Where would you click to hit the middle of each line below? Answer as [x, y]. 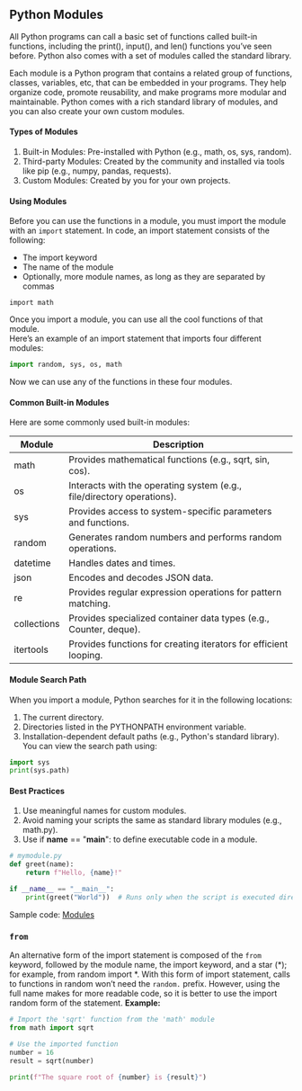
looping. [86, 656]
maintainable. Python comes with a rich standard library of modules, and [144, 102]
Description [178, 444]
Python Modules [57, 15]
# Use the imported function [64, 1044]
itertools [31, 649]
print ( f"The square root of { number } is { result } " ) [108, 1077]
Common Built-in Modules [59, 402]
